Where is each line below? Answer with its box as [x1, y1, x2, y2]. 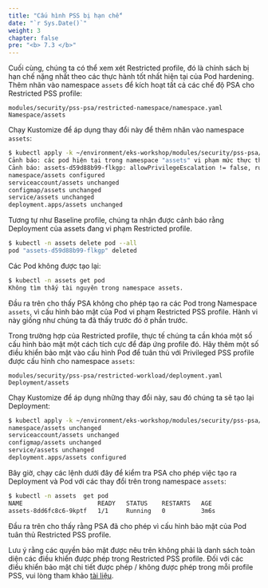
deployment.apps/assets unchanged [8, 201, 124, 209]
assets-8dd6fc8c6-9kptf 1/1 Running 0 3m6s [8, 507, 216, 515]
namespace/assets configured [8, 171, 105, 180]
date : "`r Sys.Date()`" [8, 19, 88, 27]
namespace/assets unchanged [8, 424, 102, 432]
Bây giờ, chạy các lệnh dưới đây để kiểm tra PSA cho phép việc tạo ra [8, 468, 237, 477]
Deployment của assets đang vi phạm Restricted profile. [8, 224, 193, 234]
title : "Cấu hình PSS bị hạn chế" [8, 11, 124, 20]
